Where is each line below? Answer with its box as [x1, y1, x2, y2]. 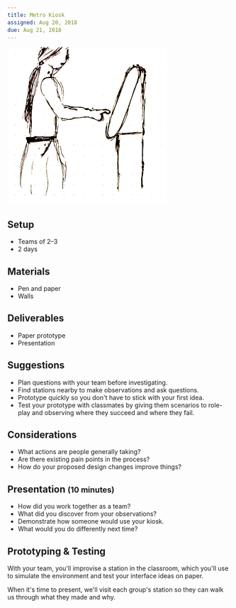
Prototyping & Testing [7, 545, 106, 557]
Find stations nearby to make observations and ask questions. [17, 385, 200, 394]
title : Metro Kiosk [7, 11, 65, 18]
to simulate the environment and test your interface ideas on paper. [7, 572, 204, 580]
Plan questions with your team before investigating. [17, 378, 168, 387]
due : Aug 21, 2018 [7, 26, 62, 33]
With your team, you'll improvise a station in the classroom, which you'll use [7, 564, 229, 573]
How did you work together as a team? [17, 502, 131, 511]
